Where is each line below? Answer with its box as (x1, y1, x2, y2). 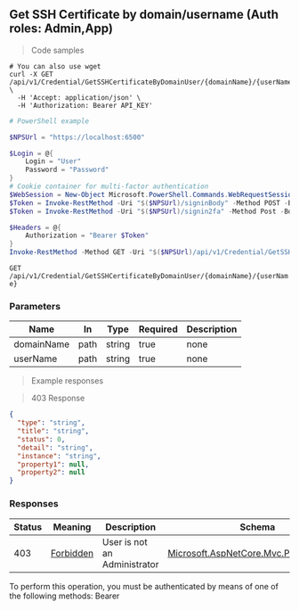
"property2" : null (17, 468, 86, 477)
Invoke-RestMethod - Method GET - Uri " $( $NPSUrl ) (9, 248, 193, 257)
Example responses (30, 375, 104, 386)
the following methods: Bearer (9, 590, 120, 601)
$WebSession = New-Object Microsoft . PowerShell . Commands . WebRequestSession (9, 190, 296, 199)
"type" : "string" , (17, 418, 86, 427)
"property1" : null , (17, 459, 90, 469)
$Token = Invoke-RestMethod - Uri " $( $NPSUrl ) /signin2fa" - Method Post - (9, 207, 285, 216)
